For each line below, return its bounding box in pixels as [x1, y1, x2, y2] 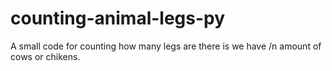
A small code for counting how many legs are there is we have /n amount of [10, 40, 322, 52]
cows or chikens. [10, 50, 81, 62]
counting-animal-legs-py [10, 7, 226, 30]
